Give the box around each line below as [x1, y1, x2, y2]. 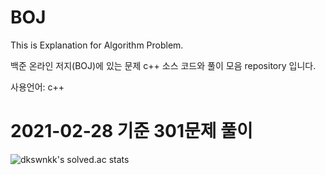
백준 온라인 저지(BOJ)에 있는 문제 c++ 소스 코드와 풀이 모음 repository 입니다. [10, 59, 317, 71]
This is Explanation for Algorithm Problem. [10, 39, 184, 51]
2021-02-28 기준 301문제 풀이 [10, 120, 253, 143]
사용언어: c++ [10, 81, 65, 93]
